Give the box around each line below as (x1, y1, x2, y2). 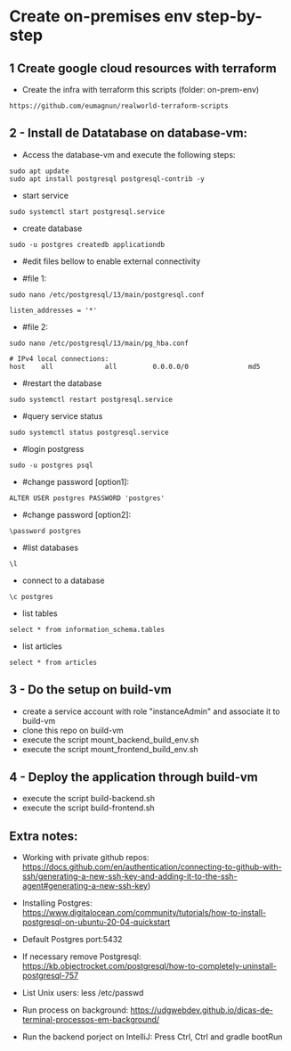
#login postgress (21, 443, 85, 454)
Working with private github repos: (21, 852, 150, 863)
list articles (21, 640, 62, 652)
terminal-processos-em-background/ (21, 1014, 160, 1025)
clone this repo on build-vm (21, 725, 125, 735)
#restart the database (21, 377, 102, 389)
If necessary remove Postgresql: (21, 951, 141, 962)
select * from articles (9, 658, 98, 667)
